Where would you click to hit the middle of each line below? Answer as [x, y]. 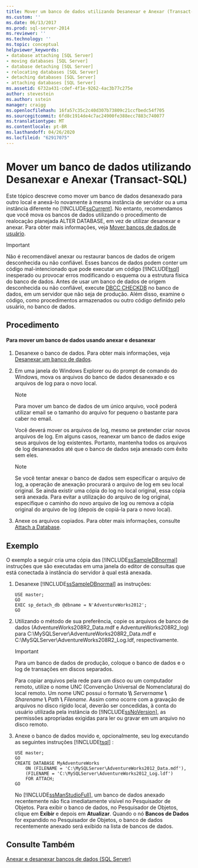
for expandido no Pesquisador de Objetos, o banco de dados [89, 820]
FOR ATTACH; [40, 779]
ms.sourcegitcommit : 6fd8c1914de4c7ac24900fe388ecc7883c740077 [85, 116]
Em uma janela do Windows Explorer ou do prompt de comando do [96, 371]
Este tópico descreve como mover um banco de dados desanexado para [94, 196]
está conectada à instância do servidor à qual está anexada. [79, 572]
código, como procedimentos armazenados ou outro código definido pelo [96, 300]
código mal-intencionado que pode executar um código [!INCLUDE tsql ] [93, 268]
